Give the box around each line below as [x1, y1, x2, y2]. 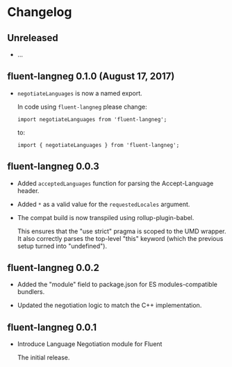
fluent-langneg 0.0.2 [7, 262, 99, 274]
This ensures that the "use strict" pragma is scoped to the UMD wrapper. [17, 227, 227, 235]
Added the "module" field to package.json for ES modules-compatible [17, 280, 217, 289]
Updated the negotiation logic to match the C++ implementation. [17, 301, 202, 310]
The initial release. [17, 353, 70, 362]
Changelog [7, 4, 72, 20]
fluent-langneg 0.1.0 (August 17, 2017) [7, 70, 175, 82]
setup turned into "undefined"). [17, 242, 108, 250]
